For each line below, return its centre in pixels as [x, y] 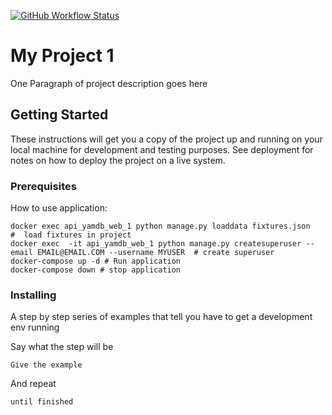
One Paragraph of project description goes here [109, 83]
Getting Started [59, 115]
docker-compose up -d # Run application [96, 261]
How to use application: [59, 208]
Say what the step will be [62, 347]
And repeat [33, 384]
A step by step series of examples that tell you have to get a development [161, 317]
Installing [33, 295]
